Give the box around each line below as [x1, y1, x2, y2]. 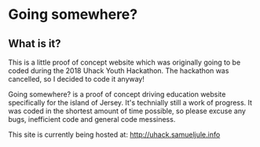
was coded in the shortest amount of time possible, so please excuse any [8, 106, 246, 116]
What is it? [8, 37, 61, 50]
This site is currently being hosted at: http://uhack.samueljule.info [8, 130, 221, 139]
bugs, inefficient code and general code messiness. [8, 115, 176, 123]
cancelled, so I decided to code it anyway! [8, 75, 145, 83]
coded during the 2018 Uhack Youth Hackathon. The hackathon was [8, 66, 229, 75]
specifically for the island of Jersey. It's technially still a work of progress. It [8, 98, 253, 107]
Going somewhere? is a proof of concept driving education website [8, 90, 226, 99]
